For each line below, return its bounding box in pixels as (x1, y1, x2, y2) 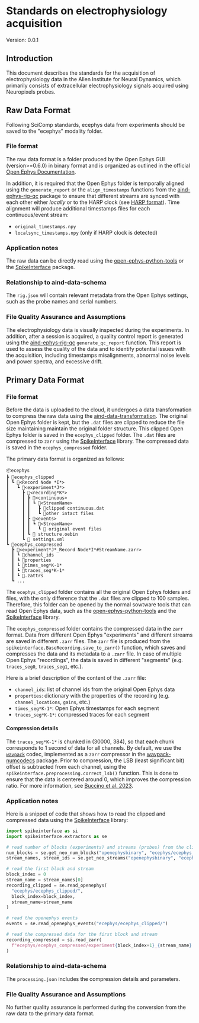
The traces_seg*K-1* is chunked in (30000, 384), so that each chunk (6, 738, 175, 745)
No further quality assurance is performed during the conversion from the (6, 1003, 187, 1011)
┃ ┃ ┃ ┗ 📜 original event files (6, 526, 102, 532)
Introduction (6, 53, 53, 63)
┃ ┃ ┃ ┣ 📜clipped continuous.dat (6, 506, 105, 511)
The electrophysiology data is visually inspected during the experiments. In (6, 326, 190, 333)
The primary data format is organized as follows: (6, 455, 124, 463)
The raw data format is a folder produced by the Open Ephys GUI (6, 155, 165, 162)
